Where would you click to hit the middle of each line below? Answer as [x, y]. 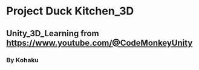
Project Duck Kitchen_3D [70, 11]
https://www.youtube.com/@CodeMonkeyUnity [99, 43]
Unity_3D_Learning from [53, 33]
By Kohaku [23, 60]
